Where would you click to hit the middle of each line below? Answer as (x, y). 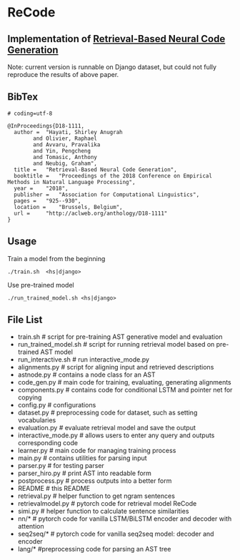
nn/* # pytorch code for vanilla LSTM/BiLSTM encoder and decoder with (125, 519)
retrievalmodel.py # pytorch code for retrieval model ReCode (107, 504)
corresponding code (48, 443)
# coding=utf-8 (30, 113)
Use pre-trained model (41, 285)
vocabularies (37, 420)
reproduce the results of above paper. (63, 75)
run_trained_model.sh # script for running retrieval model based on (116, 345)
